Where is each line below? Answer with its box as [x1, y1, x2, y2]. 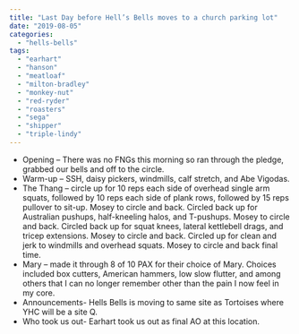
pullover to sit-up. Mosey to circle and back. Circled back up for [21, 201, 258, 212]
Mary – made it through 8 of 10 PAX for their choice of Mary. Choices [21, 259, 277, 270]
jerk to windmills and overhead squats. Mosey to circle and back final [21, 239, 278, 251]
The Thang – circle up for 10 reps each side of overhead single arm [21, 183, 270, 193]
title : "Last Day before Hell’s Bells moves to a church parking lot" [9, 13, 278, 22]
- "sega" [17, 113, 50, 122]
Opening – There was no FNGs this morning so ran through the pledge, [21, 154, 285, 165]
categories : [9, 30, 54, 39]
